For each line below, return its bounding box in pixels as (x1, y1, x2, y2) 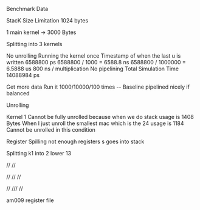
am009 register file (6, 197, 54, 204)
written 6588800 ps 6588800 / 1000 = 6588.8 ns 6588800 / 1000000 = (6, 59, 187, 66)
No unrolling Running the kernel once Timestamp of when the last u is (6, 52, 181, 59)
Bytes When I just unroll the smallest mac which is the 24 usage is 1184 (6, 120, 184, 127)
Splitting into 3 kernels (6, 41, 63, 47)
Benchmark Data (6, 5, 49, 12)
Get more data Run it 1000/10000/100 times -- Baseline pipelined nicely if (6, 83, 190, 90)
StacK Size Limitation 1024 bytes (6, 17, 89, 24)
